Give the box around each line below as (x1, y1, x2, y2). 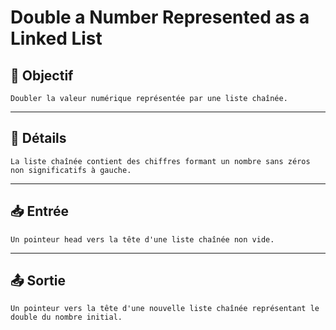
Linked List (10, 27, 103, 50)
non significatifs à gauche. (10, 165, 132, 175)
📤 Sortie (10, 272, 66, 290)
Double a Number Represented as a (10, 6, 310, 29)
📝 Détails (10, 130, 67, 147)
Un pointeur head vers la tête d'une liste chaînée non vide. (10, 234, 275, 245)
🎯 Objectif (10, 67, 74, 84)
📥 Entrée (10, 203, 70, 220)
